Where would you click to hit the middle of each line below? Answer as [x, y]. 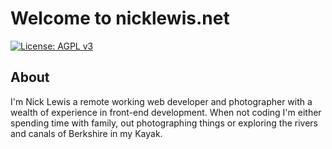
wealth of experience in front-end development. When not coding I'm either [166, 112]
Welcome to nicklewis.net [120, 18]
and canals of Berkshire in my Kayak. [86, 133]
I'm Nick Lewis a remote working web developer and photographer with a [161, 101]
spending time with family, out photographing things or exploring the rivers [164, 123]
